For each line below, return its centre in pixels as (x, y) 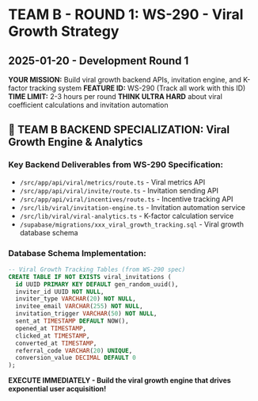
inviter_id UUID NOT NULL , (60, 292)
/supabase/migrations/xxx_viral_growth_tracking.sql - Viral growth (131, 224)
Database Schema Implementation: (77, 253)
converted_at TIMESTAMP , (56, 343)
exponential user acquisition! (57, 389)
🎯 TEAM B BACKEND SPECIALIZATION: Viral (119, 130)
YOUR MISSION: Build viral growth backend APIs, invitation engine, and (125, 80)
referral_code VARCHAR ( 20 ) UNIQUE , (74, 350)
